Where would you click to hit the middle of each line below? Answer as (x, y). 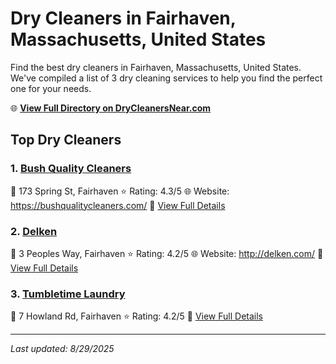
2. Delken (34, 231)
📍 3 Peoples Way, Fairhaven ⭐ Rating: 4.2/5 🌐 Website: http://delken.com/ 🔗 (167, 253)
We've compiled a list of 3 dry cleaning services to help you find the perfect (166, 78)
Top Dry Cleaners (66, 140)
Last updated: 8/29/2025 (62, 349)
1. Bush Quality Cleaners (71, 169)
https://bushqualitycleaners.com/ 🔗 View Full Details (118, 205)
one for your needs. (51, 88)
